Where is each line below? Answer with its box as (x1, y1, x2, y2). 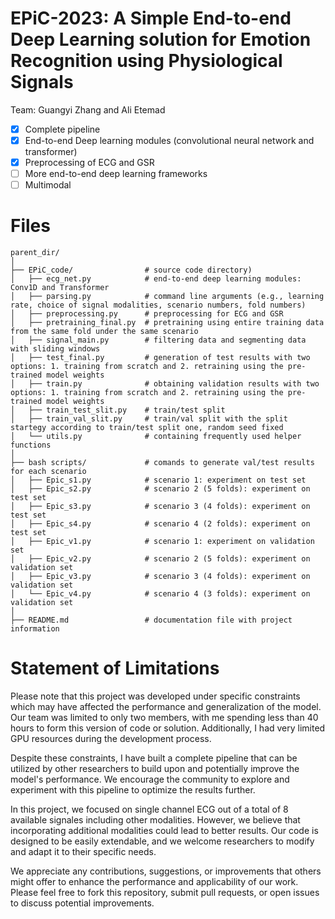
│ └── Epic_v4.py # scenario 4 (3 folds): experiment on (10, 589, 311, 599)
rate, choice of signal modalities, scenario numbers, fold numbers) (10, 300, 307, 311)
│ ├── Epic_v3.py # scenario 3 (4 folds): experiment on (10, 572, 311, 582)
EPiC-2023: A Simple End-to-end (10, 7, 292, 30)
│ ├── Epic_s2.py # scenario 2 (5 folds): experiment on (10, 484, 311, 494)
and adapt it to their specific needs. (10, 846, 157, 858)
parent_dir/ (10, 248, 60, 258)
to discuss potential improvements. (10, 897, 155, 909)
